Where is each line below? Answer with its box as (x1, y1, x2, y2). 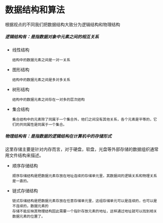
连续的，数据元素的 (16, 203, 49, 208)
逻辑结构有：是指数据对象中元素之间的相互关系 (5, 34, 99, 40)
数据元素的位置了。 (12, 214, 45, 219)
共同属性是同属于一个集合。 (19, 122, 67, 127)
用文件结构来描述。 (5, 152, 44, 158)
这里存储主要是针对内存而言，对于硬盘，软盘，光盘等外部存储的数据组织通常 (5, 146, 159, 152)
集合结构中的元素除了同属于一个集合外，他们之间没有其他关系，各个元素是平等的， (12, 117, 154, 122)
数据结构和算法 (5, 4, 65, 16)
